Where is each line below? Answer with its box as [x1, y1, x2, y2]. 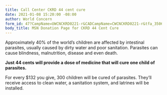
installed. [5, 85, 24, 91]
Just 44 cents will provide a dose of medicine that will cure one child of [5, 60, 155, 66]
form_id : [5, 21, 23, 26]
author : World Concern [5, 16, 52, 21]
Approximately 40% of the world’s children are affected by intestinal [5, 39, 145, 45]
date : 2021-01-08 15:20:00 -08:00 [5, 12, 77, 17]
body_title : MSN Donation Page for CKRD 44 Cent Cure [5, 26, 119, 31]
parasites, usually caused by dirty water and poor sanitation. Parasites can [5, 45, 158, 51]
